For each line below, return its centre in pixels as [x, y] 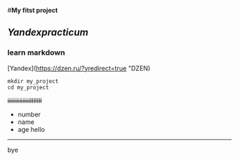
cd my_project [28, 87]
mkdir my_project [33, 81]
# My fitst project [33, 10]
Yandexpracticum [48, 32]
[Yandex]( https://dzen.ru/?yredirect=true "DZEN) [79, 68]
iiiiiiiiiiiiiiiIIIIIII [25, 100]
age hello [31, 129]
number [29, 114]
